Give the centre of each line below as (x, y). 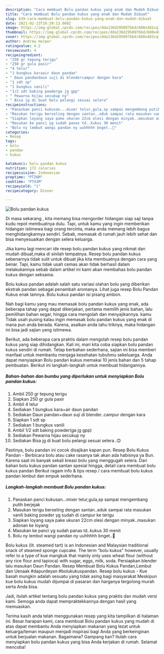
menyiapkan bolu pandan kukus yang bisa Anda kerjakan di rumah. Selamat (82, 642)
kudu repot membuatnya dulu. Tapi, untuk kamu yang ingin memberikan (78, 224)
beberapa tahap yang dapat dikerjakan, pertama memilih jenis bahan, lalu (79, 309)
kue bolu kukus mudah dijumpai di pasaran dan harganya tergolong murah (80, 581)
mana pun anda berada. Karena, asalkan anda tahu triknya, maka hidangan (80, 325)
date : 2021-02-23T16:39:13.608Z (38, 23)
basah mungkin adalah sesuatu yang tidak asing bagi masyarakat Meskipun (81, 576)
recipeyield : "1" (23, 186)
